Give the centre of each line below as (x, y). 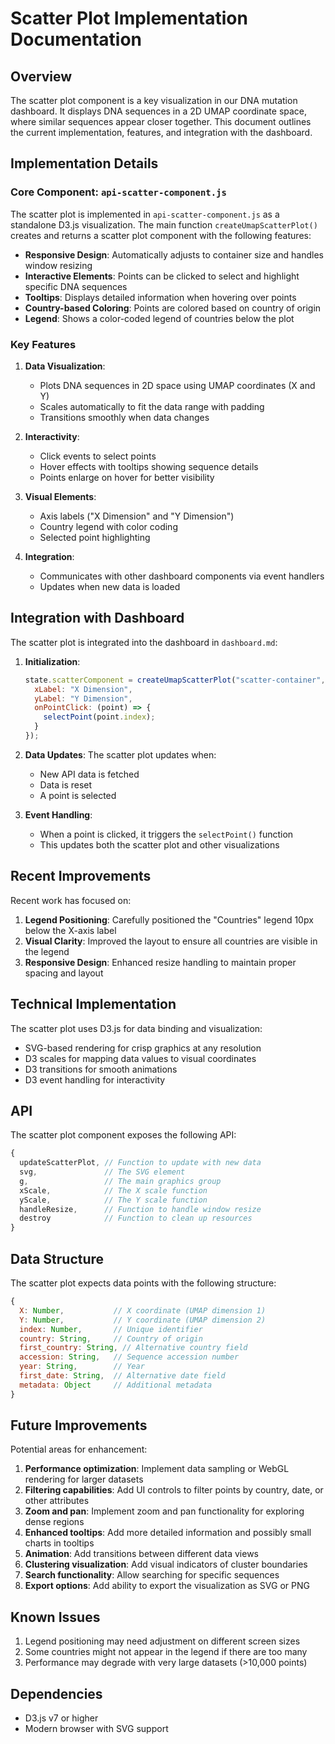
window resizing (58, 265)
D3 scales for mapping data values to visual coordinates (140, 1058)
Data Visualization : (65, 366)
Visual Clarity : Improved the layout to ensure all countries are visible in (171, 941)
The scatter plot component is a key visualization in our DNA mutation (154, 100)
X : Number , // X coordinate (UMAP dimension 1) (143, 1310)
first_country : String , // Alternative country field (133, 1348)
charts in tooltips (59, 1543)
